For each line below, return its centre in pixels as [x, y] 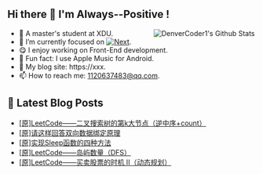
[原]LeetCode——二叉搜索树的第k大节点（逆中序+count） [112, 123]
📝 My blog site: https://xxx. [62, 67]
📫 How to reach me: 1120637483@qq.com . [89, 75]
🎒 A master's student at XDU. [66, 33]
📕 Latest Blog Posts [55, 103]
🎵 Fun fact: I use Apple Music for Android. [86, 58]
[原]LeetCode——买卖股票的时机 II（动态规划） [95, 162]
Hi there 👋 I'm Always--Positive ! [89, 14]
